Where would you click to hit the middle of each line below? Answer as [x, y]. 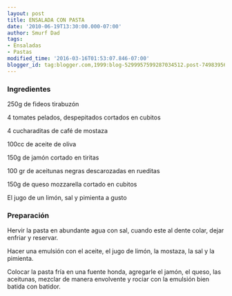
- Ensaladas [24, 46]
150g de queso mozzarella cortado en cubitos [72, 184]
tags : [15, 39]
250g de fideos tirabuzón [43, 103]
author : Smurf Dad [33, 33]
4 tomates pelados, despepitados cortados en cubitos [84, 117]
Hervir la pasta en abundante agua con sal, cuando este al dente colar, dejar [116, 230]
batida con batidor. [34, 286]
